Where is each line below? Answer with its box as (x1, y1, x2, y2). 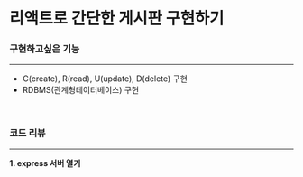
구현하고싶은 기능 (9, 42, 80, 55)
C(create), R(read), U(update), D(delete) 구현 (22, 73, 188, 84)
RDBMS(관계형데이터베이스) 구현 (22, 85, 140, 96)
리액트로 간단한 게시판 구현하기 (9, 8, 225, 29)
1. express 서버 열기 (9, 157, 81, 168)
